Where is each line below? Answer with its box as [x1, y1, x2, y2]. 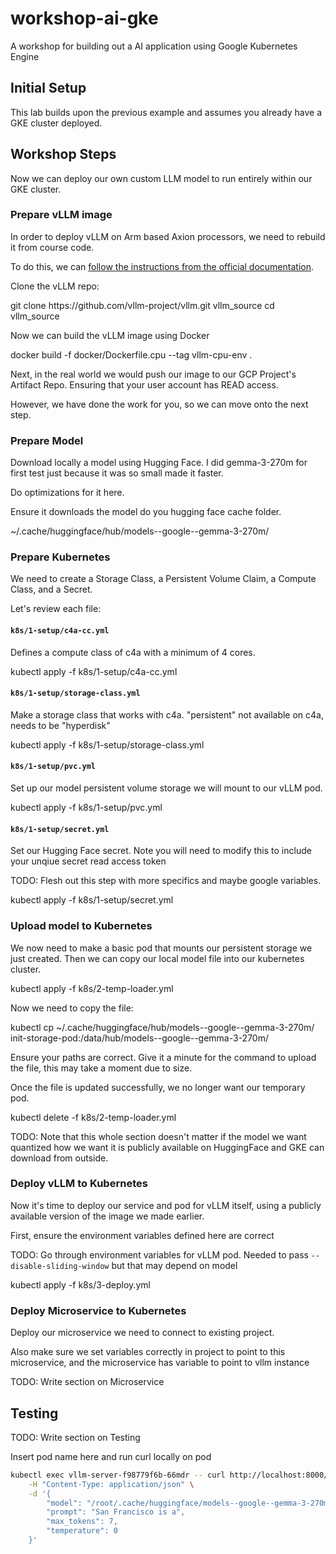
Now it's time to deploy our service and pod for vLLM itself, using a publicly [10, 1199, 322, 1211]
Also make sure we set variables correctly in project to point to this [10, 1346, 286, 1358]
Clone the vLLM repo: [10, 280, 100, 292]
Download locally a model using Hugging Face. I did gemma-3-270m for [10, 457, 308, 469]
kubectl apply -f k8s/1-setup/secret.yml [10, 894, 174, 906]
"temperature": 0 [46, 1526, 118, 1536]
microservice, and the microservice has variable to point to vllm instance [10, 1357, 310, 1369]
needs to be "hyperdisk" [10, 719, 111, 731]
